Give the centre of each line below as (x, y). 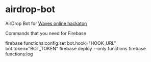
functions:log (19, 54)
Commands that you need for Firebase (46, 33)
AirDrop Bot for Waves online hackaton (46, 23)
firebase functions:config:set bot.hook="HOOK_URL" (61, 43)
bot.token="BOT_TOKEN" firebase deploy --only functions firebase (76, 48)
